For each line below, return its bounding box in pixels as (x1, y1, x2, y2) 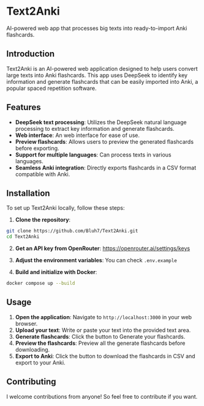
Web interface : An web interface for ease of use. (15, 131, 140, 139)
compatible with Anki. (15, 170, 70, 178)
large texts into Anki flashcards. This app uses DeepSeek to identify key (6, 72, 188, 79)
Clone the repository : (15, 216, 71, 224)
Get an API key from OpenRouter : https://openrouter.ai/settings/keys (15, 245, 191, 252)
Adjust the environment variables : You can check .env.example (15, 257, 178, 264)
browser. (15, 320, 38, 327)
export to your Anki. (15, 359, 66, 366)
